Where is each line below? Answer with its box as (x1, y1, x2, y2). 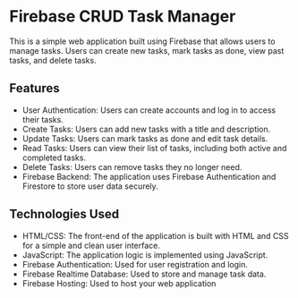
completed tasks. (21, 152, 87, 163)
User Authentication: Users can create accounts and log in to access (21, 105, 276, 115)
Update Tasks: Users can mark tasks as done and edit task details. (21, 132, 268, 144)
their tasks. (21, 114, 64, 124)
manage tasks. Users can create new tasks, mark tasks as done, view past (9, 45, 285, 55)
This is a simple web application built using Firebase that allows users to (9, 36, 276, 47)
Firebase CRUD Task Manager (9, 6, 236, 27)
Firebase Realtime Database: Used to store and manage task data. (21, 268, 267, 279)
